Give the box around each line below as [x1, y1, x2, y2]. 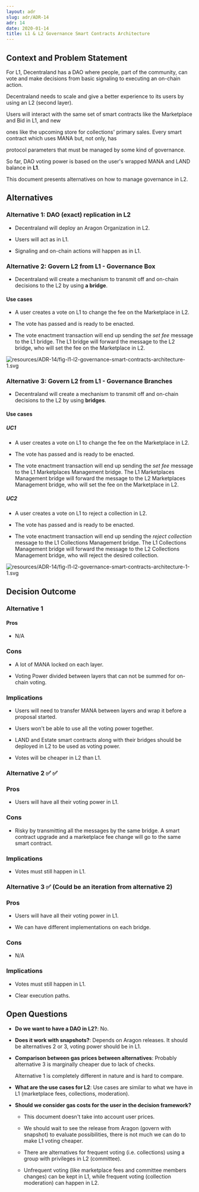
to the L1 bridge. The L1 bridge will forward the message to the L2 [14, 338, 175, 345]
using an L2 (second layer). [6, 99, 73, 106]
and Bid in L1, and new [6, 117, 61, 124]
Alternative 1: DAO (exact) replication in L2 [6, 210, 131, 219]
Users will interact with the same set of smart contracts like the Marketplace [6, 111, 192, 118]
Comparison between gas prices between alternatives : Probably [14, 1054, 177, 1061]
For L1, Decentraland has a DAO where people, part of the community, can [6, 68, 188, 76]
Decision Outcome [6, 587, 76, 597]
